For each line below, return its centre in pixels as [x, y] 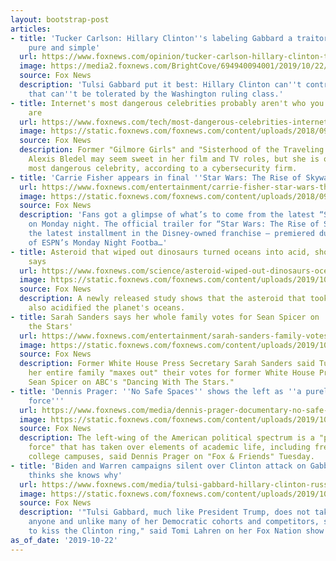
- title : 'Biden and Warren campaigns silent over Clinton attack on [158, 466]
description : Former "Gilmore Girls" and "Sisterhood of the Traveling [172, 150]
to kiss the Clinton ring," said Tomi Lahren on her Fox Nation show [176, 531]
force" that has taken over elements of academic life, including [169, 447]
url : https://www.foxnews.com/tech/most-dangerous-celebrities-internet [174, 122]
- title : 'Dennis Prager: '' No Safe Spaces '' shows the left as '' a [156, 391]
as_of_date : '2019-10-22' [64, 540]
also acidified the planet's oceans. [107, 308]
